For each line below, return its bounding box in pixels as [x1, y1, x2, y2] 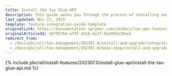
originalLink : [5, 27, 36, 32]
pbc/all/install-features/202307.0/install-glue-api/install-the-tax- [29, 59, 165, 65]
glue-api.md [5, 65, 31, 71]
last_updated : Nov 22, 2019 [5, 17, 66, 22]
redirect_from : [5, 36, 38, 41]
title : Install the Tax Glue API [5, 7, 77, 13]
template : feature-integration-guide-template [5, 21, 106, 27]
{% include [5, 59, 29, 65]
